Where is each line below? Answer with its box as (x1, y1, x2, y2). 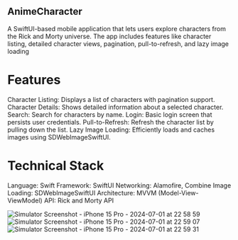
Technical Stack (7, 157, 104, 173)
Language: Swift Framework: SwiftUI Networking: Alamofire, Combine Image (7, 181, 232, 190)
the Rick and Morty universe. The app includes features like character (7, 32, 212, 40)
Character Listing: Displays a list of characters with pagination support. (7, 95, 215, 103)
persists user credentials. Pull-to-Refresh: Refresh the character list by (7, 118, 215, 126)
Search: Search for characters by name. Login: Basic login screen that (7, 110, 212, 119)
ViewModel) (7, 196, 43, 205)
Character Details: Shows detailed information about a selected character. (7, 103, 224, 111)
